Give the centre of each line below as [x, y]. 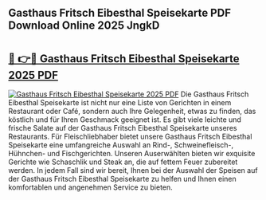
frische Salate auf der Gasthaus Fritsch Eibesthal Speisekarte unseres [123, 128]
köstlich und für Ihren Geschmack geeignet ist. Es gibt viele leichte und [125, 120]
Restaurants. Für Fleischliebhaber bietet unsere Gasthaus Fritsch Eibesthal [130, 136]
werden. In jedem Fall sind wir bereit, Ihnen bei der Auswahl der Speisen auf [133, 170]
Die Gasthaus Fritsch [215, 94]
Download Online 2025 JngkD [84, 26]
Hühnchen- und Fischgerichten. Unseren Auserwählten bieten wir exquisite [132, 153]
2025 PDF [33, 75]
